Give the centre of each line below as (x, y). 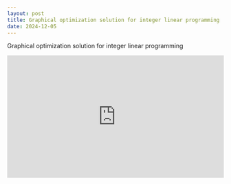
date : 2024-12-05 (32, 26)
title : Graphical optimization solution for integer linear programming (113, 20)
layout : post (26, 13)
